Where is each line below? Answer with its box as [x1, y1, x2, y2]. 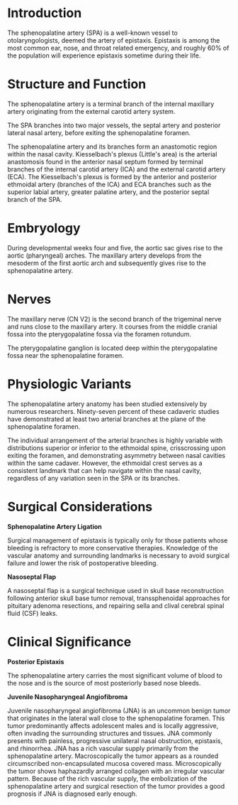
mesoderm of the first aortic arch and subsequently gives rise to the [7, 258, 207, 267]
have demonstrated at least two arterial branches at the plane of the [7, 415, 206, 423]
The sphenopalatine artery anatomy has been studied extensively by [7, 400, 208, 408]
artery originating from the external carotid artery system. [7, 107, 176, 115]
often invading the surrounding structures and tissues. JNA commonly [7, 729, 212, 737]
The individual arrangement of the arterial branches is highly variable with [7, 436, 223, 444]
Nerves [7, 292, 52, 307]
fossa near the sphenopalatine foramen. [7, 351, 124, 360]
